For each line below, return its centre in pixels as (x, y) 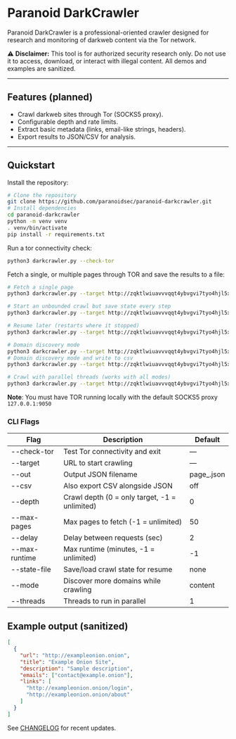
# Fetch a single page (40, 287)
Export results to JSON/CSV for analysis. (76, 137)
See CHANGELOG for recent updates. (62, 728)
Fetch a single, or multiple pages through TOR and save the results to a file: (116, 274)
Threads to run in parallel (104, 601)
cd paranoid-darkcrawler (44, 215)
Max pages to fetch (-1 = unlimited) (123, 522)
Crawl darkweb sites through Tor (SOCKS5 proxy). (90, 114)
